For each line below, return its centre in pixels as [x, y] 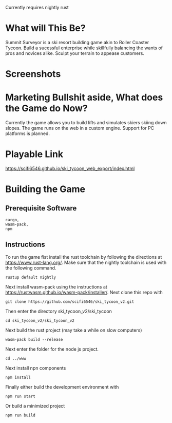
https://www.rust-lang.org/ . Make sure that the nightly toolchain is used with [86, 262]
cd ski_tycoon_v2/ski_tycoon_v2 [40, 320]
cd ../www [16, 358]
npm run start [21, 396]
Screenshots [33, 74]
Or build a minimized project [35, 406]
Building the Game [45, 189]
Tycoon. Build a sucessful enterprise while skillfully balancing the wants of [84, 48]
